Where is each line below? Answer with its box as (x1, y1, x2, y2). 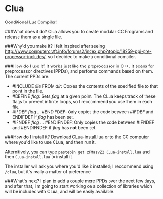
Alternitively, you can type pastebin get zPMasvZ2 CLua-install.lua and (5, 149, 150, 155)
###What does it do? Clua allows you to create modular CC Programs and (5, 28, 153, 34)
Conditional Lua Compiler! (5, 19, 57, 25)
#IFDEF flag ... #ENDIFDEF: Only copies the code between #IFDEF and (12, 109, 154, 115)
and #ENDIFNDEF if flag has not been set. (12, 124, 97, 130)
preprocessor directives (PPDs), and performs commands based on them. (5, 68, 153, 74)
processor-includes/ (5, 53, 46, 59)
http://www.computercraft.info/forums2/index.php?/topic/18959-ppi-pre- (5, 48, 152, 54)
